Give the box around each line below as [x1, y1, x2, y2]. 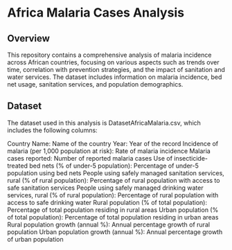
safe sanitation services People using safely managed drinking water [7, 184, 204, 192]
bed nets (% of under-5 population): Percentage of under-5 [28, 161, 199, 170]
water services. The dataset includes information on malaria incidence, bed [7, 73, 222, 81]
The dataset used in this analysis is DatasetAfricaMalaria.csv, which [7, 118, 201, 127]
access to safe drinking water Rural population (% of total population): [7, 198, 208, 206]
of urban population [7, 235, 64, 243]
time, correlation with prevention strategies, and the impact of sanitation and [7, 66, 225, 73]
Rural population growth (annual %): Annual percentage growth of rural [7, 220, 210, 229]
